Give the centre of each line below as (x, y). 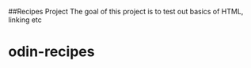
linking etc (25, 20)
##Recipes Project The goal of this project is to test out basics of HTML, (126, 11)
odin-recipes (51, 52)
